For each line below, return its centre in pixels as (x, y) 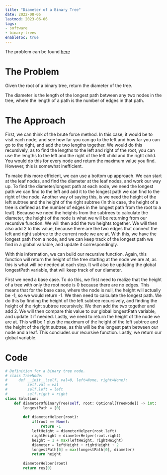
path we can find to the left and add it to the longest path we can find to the (83, 191)
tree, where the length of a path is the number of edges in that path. (75, 100)
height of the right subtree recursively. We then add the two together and (80, 306)
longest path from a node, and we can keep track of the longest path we (79, 239)
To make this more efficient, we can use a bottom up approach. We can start (83, 176)
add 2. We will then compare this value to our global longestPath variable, (81, 311)
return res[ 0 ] (38, 468)
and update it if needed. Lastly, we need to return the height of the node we (83, 316)
